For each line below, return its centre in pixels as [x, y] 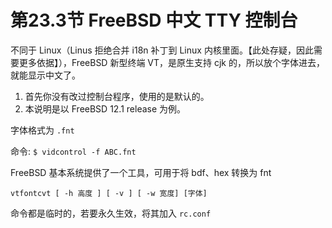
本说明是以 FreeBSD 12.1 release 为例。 [105, 108]
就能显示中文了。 [45, 75]
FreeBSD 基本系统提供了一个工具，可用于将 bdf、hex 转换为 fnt [141, 172]
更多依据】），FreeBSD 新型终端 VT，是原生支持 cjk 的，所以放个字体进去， [171, 62]
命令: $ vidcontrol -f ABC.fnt [73, 151]
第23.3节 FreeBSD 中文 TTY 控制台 [154, 20]
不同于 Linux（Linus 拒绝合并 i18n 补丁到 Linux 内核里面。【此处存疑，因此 [162, 50]
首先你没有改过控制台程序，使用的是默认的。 [117, 96]
